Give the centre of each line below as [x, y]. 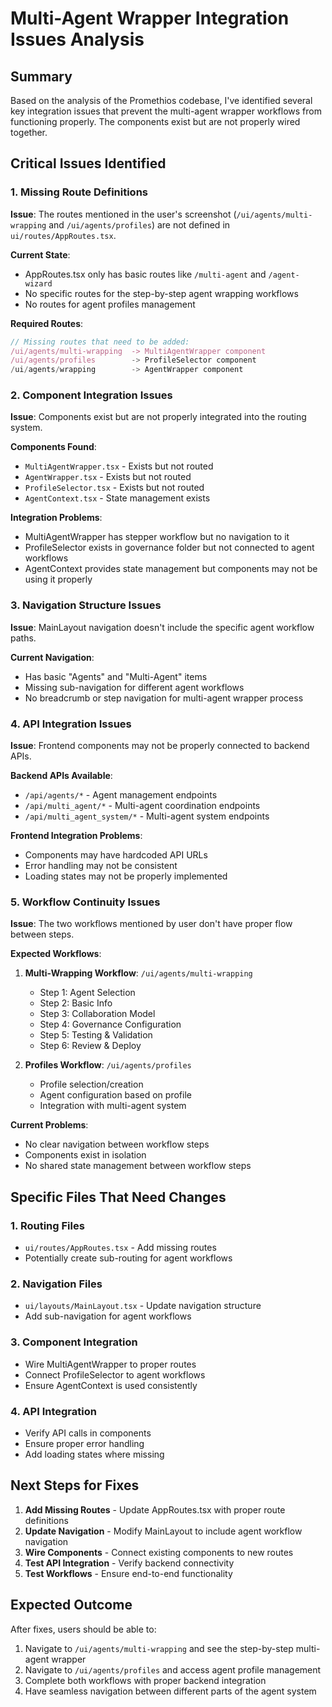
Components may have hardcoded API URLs [116, 855]
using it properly [58, 579]
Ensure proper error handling [84, 1443]
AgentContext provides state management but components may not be [171, 569]
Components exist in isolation [85, 1155]
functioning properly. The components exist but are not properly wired [155, 121]
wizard [38, 283]
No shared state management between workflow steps [138, 1166]
